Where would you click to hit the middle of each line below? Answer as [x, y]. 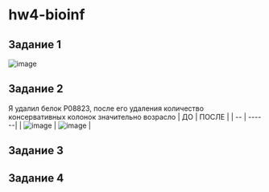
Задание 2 [36, 89]
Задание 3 [36, 151]
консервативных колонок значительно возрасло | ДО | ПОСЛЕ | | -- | [128, 116]
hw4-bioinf [47, 15]
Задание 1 [35, 45]
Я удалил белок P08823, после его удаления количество [106, 108]
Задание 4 [36, 178]
